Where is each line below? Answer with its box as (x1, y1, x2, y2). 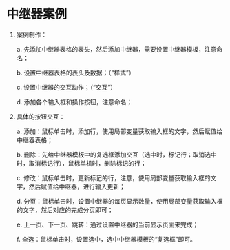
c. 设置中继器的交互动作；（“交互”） (16, 83, 117, 91)
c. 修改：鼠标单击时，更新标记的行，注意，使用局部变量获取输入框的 (16, 173, 211, 182)
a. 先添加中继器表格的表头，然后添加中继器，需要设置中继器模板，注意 (16, 45, 217, 53)
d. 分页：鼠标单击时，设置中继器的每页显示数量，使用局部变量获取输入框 (16, 197, 223, 205)
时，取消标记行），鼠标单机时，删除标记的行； (16, 159, 147, 167)
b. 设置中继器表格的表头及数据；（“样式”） (16, 68, 135, 77)
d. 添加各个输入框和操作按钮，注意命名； (16, 97, 133, 106)
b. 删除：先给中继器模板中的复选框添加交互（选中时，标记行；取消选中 (16, 150, 218, 159)
